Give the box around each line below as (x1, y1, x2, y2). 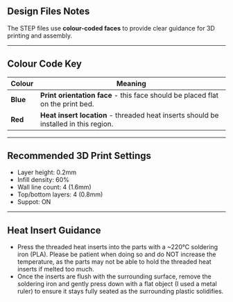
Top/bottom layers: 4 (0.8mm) (17, 190, 103, 199)
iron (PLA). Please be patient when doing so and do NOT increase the (17, 250, 216, 259)
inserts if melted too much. (17, 265, 94, 274)
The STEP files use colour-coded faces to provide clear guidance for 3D (7, 24, 215, 32)
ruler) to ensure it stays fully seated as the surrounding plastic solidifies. (17, 287, 224, 296)
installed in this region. (40, 119, 114, 128)
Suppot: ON (17, 198, 51, 206)
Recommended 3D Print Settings (7, 150, 151, 162)
